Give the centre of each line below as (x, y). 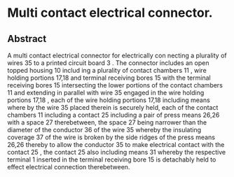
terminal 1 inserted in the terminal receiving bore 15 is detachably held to (112, 160)
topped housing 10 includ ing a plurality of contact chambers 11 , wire (107, 70)
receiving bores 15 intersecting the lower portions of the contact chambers (115, 85)
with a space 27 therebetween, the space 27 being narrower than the (107, 122)
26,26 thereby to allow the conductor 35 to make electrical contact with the (116, 144)
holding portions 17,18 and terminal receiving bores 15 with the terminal (109, 78)
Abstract (27, 39)
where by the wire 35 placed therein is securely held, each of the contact (113, 107)
